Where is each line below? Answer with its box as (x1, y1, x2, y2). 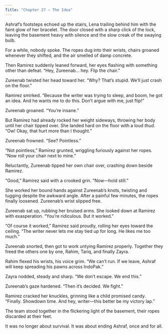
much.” (5, 233, 20, 239)
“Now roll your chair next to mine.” (5, 152, 76, 158)
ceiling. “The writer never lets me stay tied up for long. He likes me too (5, 228, 151, 234)
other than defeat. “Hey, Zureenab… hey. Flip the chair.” (5, 67, 120, 73)
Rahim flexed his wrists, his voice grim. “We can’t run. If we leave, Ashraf (5, 258, 156, 264)
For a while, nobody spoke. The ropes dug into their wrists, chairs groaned (5, 47, 159, 53)
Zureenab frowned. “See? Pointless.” (5, 137, 81, 143)
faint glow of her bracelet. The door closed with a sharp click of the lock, (5, 26, 155, 33)
